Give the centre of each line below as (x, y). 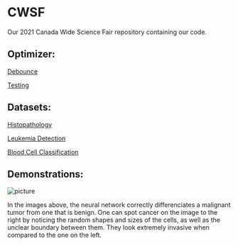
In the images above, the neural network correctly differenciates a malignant (119, 205)
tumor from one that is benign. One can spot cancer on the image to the (113, 213)
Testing (18, 85)
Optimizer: (31, 54)
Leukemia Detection (37, 138)
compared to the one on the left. (54, 235)
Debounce (22, 71)
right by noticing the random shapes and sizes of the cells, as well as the (114, 220)
